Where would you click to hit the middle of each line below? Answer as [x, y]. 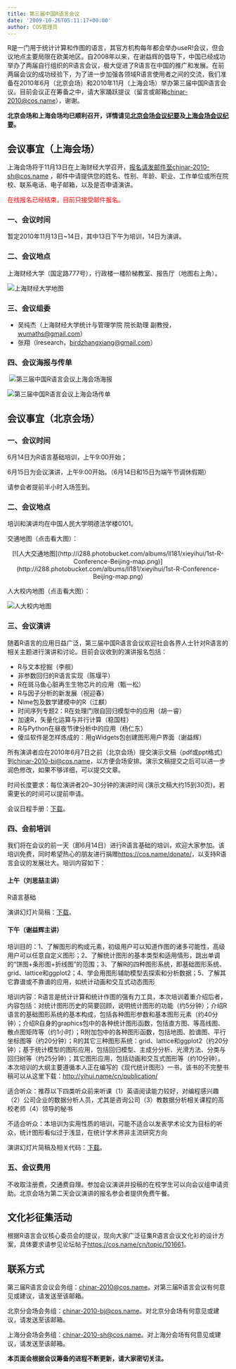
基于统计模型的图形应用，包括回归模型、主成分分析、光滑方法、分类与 [124, 1050]
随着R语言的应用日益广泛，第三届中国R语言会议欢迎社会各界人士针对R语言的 [118, 643]
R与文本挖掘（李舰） [47, 666]
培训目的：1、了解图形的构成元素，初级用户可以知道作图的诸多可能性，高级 [116, 947]
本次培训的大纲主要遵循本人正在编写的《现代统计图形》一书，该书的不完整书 [118, 1067]
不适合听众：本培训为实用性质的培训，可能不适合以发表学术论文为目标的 [112, 1124]
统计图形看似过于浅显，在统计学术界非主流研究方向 [93, 1133]
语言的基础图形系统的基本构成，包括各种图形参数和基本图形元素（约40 [110, 1014]
